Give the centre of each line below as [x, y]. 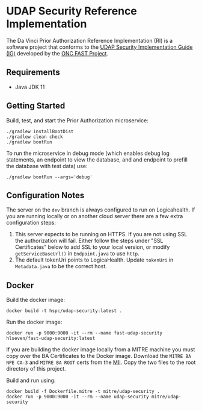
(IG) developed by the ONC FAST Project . [57, 53]
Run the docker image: [34, 322]
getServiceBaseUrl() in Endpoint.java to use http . [77, 254]
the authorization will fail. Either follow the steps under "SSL [89, 241]
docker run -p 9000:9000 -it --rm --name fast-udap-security [84, 333]
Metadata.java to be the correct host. [61, 266]
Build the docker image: [35, 300]
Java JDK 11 [30, 87]
